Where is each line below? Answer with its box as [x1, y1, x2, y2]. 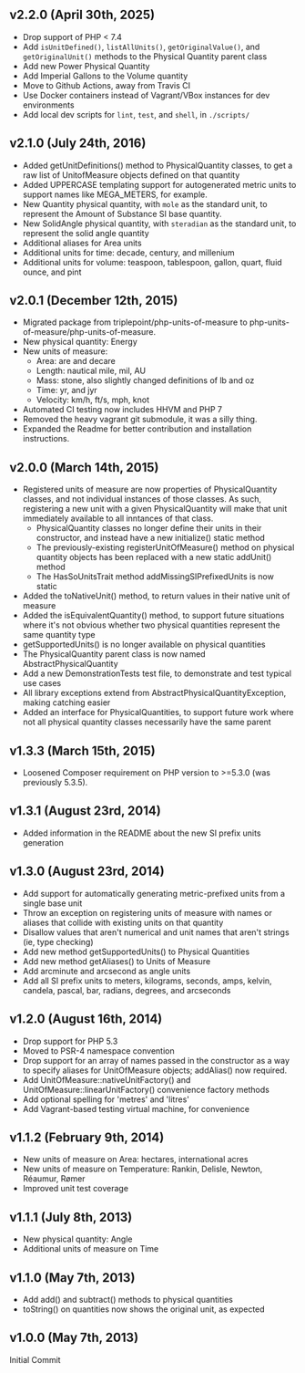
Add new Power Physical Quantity [22, 60, 150, 71]
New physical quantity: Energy [22, 337, 138, 348]
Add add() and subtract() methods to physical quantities [22, 1294, 234, 1305]
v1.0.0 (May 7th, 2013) [9, 1330, 139, 1346]
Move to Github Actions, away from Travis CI [22, 79, 191, 90]
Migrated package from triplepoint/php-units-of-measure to [22, 317, 248, 328]
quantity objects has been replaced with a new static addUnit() [36, 552, 272, 563]
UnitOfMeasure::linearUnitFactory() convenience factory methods [22, 1084, 270, 1095]
